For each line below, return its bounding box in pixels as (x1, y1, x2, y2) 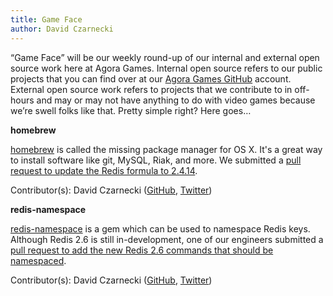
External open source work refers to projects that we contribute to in (10, 83, 293, 95)
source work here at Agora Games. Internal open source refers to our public (10, 62, 323, 74)
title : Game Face (10, 14, 83, 25)
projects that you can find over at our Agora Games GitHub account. (10, 72, 292, 85)
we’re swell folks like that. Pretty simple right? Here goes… (10, 104, 252, 116)
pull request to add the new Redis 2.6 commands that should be (10, 244, 274, 256)
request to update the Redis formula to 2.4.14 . (10, 164, 198, 176)
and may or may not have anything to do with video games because (36, 94, 316, 106)
